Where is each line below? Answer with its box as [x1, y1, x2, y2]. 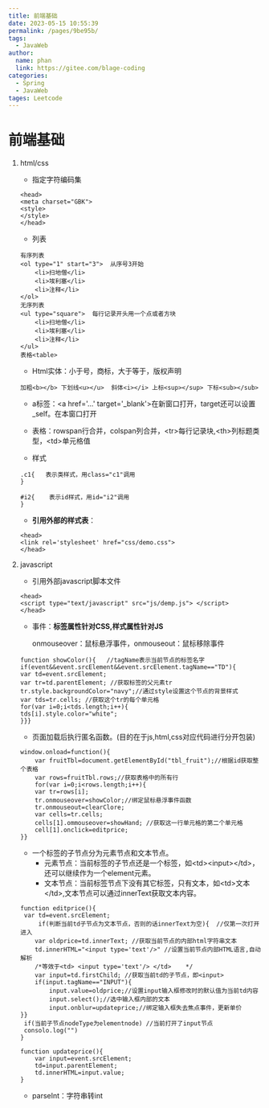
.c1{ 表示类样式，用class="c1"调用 [19, 471, 136, 479]
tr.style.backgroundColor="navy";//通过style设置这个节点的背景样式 [19, 687, 238, 696]
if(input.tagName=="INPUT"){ [35, 979, 132, 987]
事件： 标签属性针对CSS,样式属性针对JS [31, 622, 164, 631]
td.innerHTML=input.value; [35, 1069, 125, 1077]
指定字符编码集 [31, 174, 82, 185]
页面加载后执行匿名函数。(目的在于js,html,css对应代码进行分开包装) [31, 733, 255, 742]
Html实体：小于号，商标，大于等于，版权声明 [31, 367, 182, 376]
